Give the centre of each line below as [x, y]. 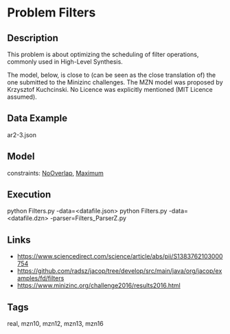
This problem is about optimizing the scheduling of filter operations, [103, 54]
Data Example [37, 118]
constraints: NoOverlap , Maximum [56, 173]
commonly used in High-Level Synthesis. [65, 62]
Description [33, 38]
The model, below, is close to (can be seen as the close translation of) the [112, 75]
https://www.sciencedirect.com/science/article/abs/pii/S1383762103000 [120, 257]
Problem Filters [51, 13]
